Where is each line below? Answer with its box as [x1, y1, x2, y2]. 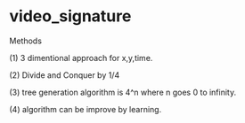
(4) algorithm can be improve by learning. [9, 104, 162, 114]
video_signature [9, 6, 132, 27]
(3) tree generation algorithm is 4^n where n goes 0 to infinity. [9, 87, 237, 97]
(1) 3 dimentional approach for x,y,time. [9, 52, 153, 63]
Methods [9, 35, 43, 46]
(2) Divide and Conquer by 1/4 [9, 69, 120, 81]
